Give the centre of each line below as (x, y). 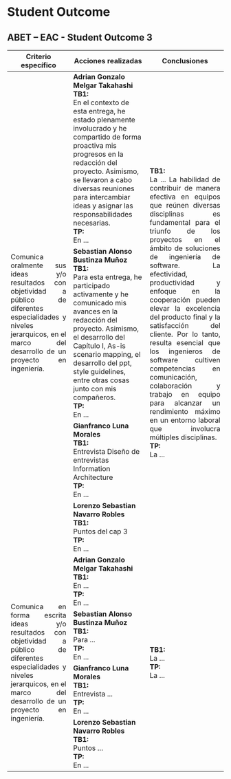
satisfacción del (185, 325)
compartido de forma (107, 137)
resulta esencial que (185, 342)
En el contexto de (101, 102)
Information (92, 468)
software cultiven (185, 360)
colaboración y (185, 386)
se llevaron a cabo (103, 179)
